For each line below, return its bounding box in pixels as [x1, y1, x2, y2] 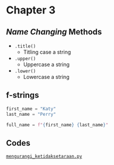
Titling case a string [23, 49, 71, 56]
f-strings [6, 90, 39, 100]
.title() [14, 43, 36, 49]
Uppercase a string [23, 61, 70, 68]
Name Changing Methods [6, 27, 102, 37]
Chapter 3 [6, 4, 56, 17]
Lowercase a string [23, 74, 70, 80]
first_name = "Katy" [6, 106, 57, 112]
